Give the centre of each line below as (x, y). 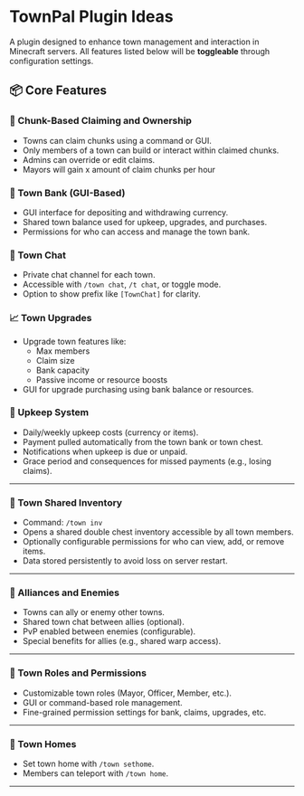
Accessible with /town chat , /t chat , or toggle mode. (122, 284)
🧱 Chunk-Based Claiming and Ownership (101, 121)
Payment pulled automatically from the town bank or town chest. (143, 441)
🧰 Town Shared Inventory (66, 502)
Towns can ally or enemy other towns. (94, 612)
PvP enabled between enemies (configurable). (109, 631)
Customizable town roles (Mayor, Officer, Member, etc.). (127, 693)
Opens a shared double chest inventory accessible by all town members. (158, 532)
